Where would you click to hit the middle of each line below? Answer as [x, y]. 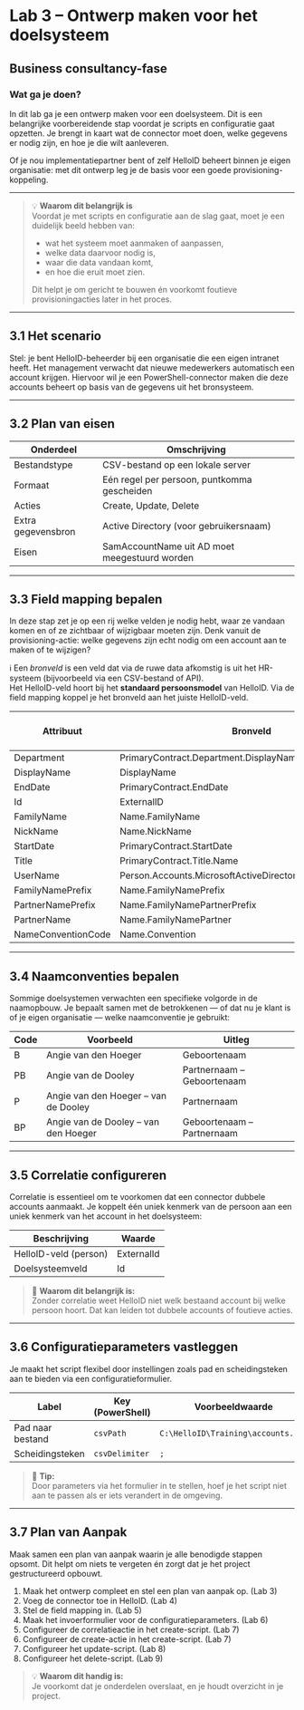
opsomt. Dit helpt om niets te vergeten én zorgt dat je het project [130, 1563]
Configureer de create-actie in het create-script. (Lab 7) [127, 1639]
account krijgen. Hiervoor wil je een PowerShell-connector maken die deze [149, 377]
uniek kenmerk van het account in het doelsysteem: [105, 1216]
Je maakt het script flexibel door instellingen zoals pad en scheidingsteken [148, 1368]
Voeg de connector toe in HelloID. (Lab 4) [100, 1600]
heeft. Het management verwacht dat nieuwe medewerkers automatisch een [152, 367]
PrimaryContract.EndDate [174, 787]
